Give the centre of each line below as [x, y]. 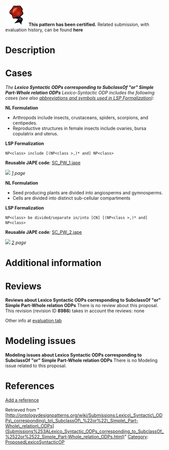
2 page [19, 243]
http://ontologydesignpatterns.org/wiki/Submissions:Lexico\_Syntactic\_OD [85, 415]
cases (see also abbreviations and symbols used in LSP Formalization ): [80, 98]
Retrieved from [21, 410]
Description [30, 50]
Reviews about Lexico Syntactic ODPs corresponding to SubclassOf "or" [83, 300]
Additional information [53, 263]
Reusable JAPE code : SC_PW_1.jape [43, 163]
